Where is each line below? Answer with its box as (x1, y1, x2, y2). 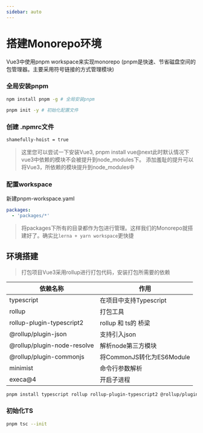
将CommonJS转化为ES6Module (99, 353, 190, 361)
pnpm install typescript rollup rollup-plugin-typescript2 (6, 391, 158, 397)
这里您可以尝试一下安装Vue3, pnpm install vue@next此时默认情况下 (21, 148, 190, 155)
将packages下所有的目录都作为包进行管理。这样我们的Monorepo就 (21, 224, 188, 232)
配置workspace (6, 180, 53, 188)
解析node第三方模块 (99, 341, 157, 350)
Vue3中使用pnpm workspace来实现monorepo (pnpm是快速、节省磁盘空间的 (6, 58, 196, 65)
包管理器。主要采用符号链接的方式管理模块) (6, 65, 115, 73)
